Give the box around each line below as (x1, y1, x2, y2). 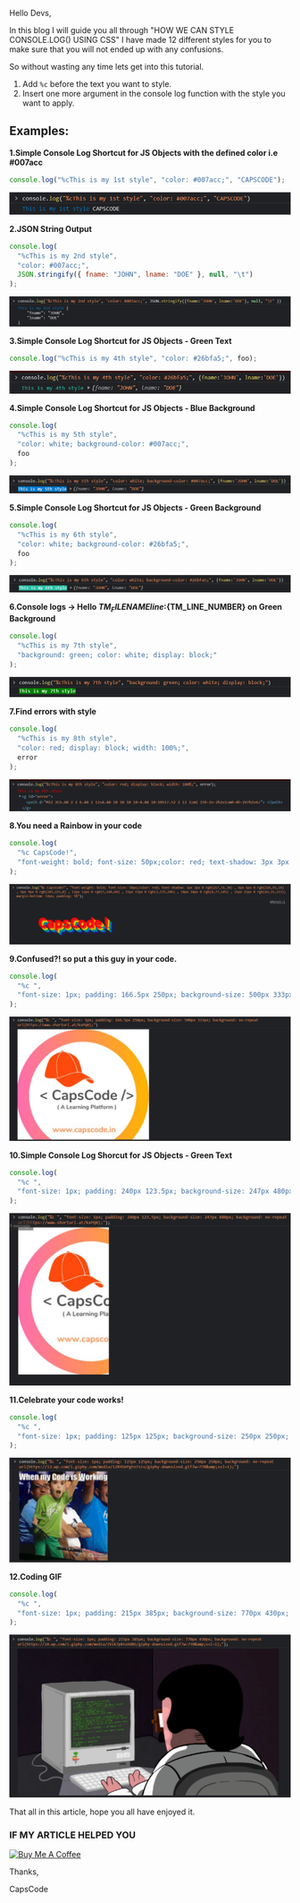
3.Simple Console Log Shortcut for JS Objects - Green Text (9, 336, 232, 347)
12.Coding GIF (9, 1571, 62, 1582)
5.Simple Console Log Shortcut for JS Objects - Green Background (9, 501, 262, 513)
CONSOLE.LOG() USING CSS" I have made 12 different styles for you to (9, 35, 272, 45)
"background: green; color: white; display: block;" (17, 650, 218, 659)
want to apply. (21, 98, 75, 108)
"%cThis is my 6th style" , (17, 530, 118, 539)
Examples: (9, 124, 70, 139)
